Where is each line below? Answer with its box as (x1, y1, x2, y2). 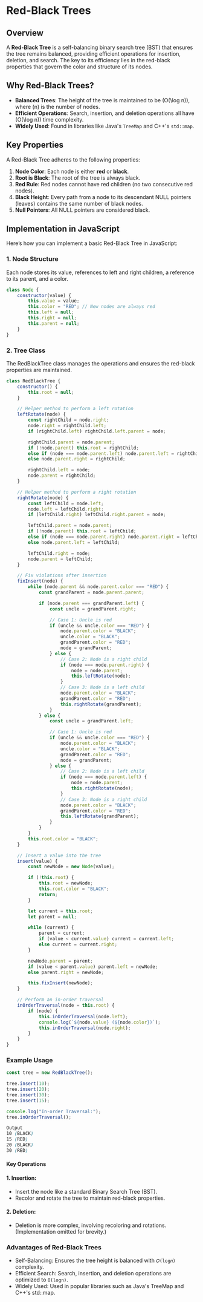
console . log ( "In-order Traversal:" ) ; (6, 1108, 101, 1114)
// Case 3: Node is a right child (60, 796, 147, 802)
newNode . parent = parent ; (28, 958, 94, 964)
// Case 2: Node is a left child (60, 768, 145, 774)
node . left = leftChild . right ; (28, 506, 104, 512)
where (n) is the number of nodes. (14, 103, 101, 110)
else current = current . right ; (38, 941, 118, 947)
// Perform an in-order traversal (17, 996, 104, 1003)
